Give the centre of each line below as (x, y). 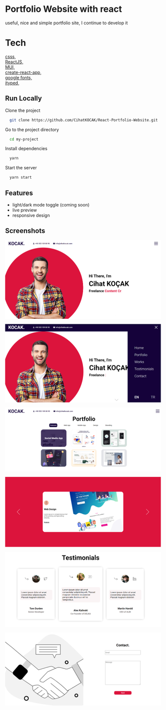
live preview (24, 210)
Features (19, 193)
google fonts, (19, 77)
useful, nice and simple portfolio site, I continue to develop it (66, 23)
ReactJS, (14, 62)
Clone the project (23, 110)
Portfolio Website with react (64, 9)
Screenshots (25, 231)
